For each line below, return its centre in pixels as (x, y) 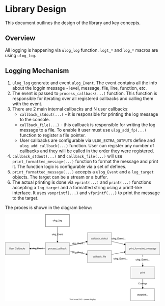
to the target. (25, 198)
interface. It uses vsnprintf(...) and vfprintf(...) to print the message (86, 193)
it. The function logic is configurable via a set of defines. (69, 167)
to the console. (35, 119)
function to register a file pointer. (53, 135)
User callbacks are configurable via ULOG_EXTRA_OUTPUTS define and (87, 140)
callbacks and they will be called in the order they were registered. (87, 151)
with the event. (27, 103)
